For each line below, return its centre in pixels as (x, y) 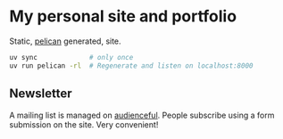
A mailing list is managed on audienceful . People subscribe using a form (142, 115)
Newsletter (41, 94)
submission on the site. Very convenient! (84, 124)
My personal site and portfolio (123, 16)
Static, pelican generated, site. (66, 41)
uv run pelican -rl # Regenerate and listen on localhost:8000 (131, 65)
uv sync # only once (71, 57)
